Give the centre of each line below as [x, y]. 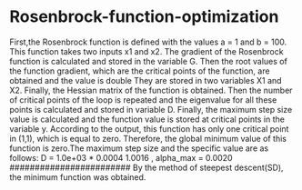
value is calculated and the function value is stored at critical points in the [147, 119]
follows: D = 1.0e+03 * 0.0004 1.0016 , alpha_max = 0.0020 [121, 157]
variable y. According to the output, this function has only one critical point [149, 128]
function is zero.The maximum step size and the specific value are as [139, 148]
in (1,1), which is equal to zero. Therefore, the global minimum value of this [148, 138]
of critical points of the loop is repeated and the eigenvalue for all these [143, 100]
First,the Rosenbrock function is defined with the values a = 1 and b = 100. [148, 42]
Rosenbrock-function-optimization [144, 17]
